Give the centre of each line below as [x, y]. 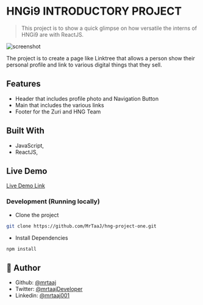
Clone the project [37, 215]
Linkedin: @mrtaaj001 [42, 296]
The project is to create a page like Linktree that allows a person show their [101, 58]
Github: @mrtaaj [36, 282]
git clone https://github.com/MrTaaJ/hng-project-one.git [81, 226]
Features [23, 84]
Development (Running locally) [53, 201]
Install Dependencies [41, 238]
